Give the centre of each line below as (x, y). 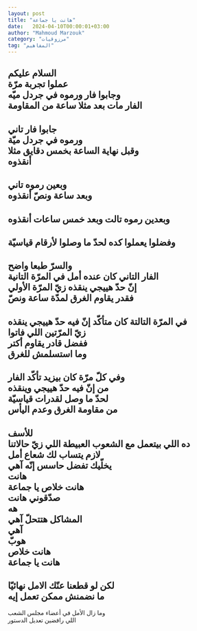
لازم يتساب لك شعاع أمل (54, 454)
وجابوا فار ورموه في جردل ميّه (64, 95)
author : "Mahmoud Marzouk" (46, 33)
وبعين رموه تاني (37, 185)
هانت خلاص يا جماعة (46, 487)
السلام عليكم (32, 73)
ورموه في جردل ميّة (45, 139)
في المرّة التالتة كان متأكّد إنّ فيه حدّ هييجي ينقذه (97, 321)
